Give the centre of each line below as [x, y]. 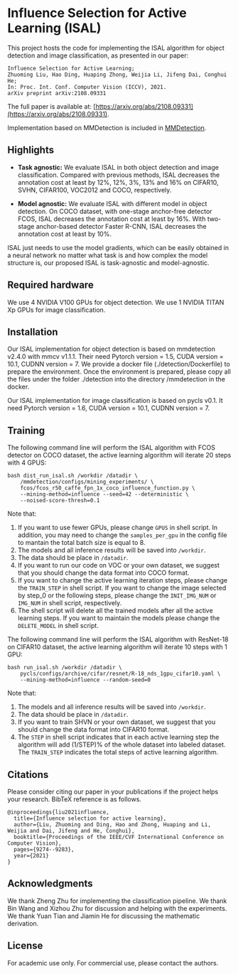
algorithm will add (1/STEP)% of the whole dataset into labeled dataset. [121, 745]
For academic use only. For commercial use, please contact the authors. [113, 963]
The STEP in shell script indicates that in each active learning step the [118, 737]
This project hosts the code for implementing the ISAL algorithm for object [116, 48]
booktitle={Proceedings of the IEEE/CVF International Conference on [119, 837]
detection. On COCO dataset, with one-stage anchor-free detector [115, 211]
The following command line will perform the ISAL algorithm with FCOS [111, 448]
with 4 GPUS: [27, 462]
